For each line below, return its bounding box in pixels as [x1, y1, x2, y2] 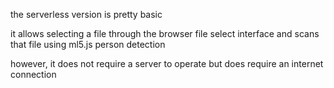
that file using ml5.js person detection [10, 39, 166, 50]
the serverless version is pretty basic [10, 9, 163, 20]
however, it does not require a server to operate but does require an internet [10, 58, 324, 69]
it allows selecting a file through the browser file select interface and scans [10, 28, 320, 39]
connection [10, 69, 57, 80]
